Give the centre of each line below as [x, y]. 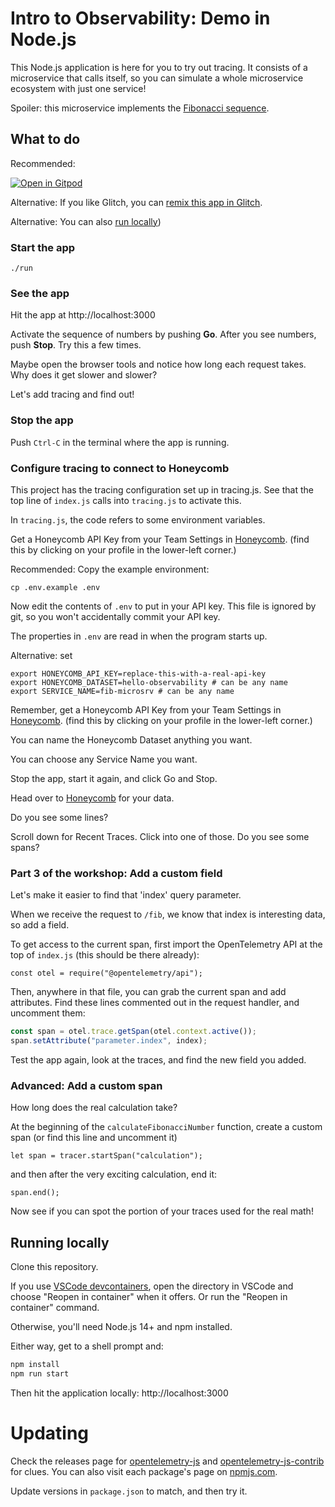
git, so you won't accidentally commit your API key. [115, 616]
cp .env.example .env [55, 587]
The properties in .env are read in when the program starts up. [139, 636]
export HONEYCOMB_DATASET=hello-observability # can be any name [149, 682]
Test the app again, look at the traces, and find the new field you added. [158, 1059]
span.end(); [35, 1193]
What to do [45, 139]
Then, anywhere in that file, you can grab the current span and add [148, 992]
